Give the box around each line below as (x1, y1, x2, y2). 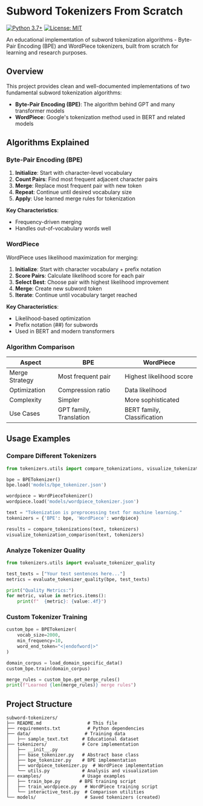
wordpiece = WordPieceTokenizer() (6, 493, 94, 499)
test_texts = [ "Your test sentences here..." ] (6, 571, 126, 577)
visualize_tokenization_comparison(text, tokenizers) (6, 531, 145, 538)
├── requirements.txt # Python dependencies (6, 726, 145, 732)
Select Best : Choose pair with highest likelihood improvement (14, 278, 169, 286)
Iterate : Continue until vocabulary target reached (14, 291, 137, 298)
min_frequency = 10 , (17, 638, 63, 644)
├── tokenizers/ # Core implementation (6, 741, 139, 748)
